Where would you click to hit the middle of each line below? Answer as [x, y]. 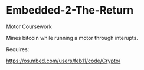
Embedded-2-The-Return [70, 10]
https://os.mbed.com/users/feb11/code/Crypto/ [63, 61]
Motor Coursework [29, 26]
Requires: [18, 49]
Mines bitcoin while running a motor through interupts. [72, 38]
